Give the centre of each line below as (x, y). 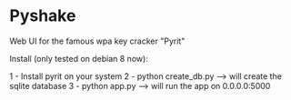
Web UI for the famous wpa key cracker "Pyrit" (97, 41)
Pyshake (43, 16)
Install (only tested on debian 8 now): (79, 58)
